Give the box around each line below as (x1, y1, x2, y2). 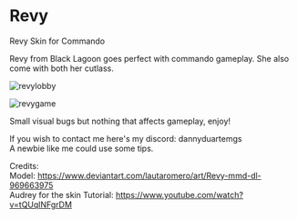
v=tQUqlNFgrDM (9, 199, 73, 210)
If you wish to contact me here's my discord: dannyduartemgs (9, 133, 242, 144)
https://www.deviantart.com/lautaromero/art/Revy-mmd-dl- (37, 170, 262, 181)
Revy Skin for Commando (9, 35, 106, 46)
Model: (9, 170, 36, 181)
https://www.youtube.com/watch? (115, 189, 244, 200)
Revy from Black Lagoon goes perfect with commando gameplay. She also (9, 53, 290, 64)
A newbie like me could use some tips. (9, 143, 154, 154)
